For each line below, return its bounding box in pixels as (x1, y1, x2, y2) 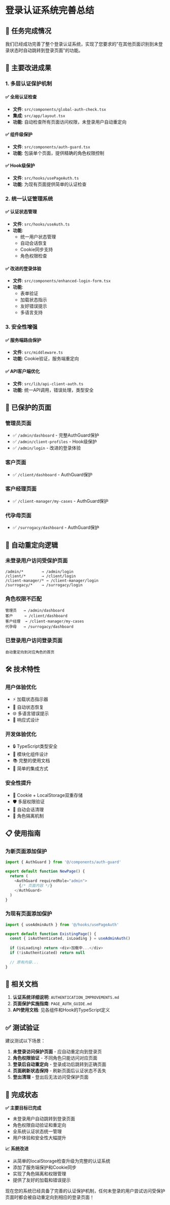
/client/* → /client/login (5, 573, 76, 579)
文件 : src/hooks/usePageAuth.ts (12, 175, 79, 181)
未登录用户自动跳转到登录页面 (12, 1115, 75, 1122)
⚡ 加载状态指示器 (12, 696, 48, 702)
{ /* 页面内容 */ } (18, 883, 52, 888)
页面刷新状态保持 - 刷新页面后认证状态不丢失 (12, 1068, 107, 1074)
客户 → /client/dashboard (5, 614, 67, 619)
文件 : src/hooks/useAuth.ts (12, 221, 70, 227)
